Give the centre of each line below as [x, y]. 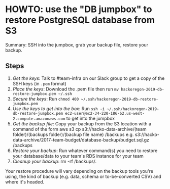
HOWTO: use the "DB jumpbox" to [79, 9]
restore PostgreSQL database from [80, 20]
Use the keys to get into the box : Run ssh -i [59, 108]
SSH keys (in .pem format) [40, 83]
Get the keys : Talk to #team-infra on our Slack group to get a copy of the [89, 78]
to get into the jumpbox [91, 118]
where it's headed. [25, 182]
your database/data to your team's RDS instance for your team [78, 156]
